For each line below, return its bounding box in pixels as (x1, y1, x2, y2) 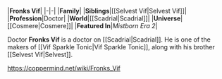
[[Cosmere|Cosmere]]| (7, 22, 73, 30)
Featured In (76, 22, 111, 30)
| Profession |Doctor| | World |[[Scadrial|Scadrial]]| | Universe (7, 14, 181, 23)
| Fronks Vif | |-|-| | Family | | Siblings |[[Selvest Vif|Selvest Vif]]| (7, 7, 187, 15)
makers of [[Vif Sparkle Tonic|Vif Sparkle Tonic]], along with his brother (7, 43, 215, 51)
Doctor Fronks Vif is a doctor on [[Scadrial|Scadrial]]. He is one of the (7, 35, 211, 44)
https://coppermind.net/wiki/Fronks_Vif (7, 64, 121, 72)
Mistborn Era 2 (112, 22, 156, 30)
